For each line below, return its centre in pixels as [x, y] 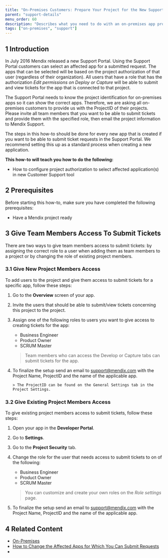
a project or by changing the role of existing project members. [69, 256]
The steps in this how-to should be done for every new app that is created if [83, 134]
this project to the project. [39, 310]
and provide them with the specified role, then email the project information [83, 119]
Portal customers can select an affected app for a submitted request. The [81, 66]
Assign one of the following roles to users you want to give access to [83, 320]
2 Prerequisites [29, 191]
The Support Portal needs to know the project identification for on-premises [83, 97]
